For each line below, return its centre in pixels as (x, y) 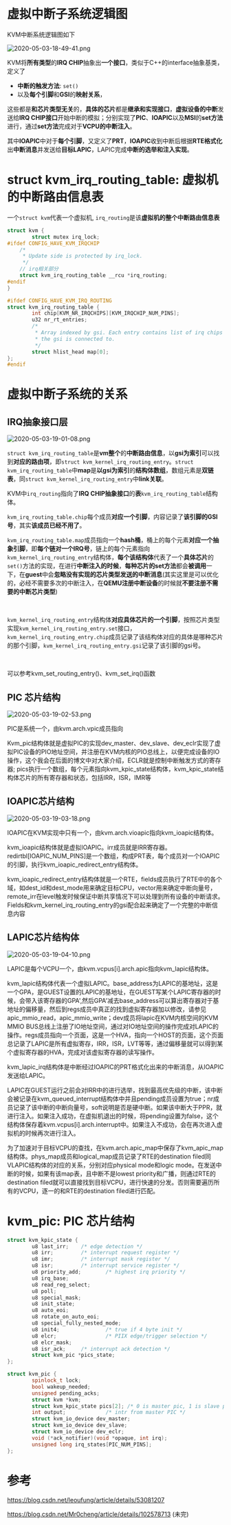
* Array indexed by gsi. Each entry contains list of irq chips (129, 333)
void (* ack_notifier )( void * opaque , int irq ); (100, 1438)
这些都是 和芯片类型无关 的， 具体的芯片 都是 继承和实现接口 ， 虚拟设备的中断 (112, 109)
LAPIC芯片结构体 (43, 937)
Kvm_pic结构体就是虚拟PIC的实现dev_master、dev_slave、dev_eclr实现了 (111, 743)
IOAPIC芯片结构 (41, 801)
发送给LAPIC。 (28, 1075)
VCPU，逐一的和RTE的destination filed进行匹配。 (89, 1191)
